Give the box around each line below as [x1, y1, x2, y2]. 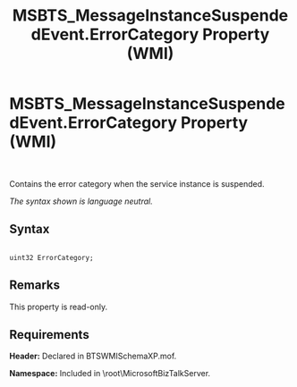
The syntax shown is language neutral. [9, 196, 154, 206]
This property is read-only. [9, 301, 108, 312]
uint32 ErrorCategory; [9, 253, 94, 262]
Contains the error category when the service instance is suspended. [9, 178, 266, 189]
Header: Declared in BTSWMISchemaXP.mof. [9, 350, 177, 362]
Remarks [9, 278, 61, 293]
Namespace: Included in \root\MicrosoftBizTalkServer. [9, 368, 211, 379]
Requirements [9, 327, 89, 342]
